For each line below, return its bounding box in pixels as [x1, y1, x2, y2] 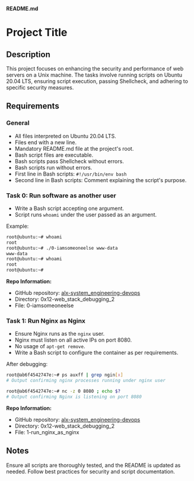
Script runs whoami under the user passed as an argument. [14, 211, 157, 218]
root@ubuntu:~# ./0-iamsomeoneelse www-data [6, 245, 118, 251]
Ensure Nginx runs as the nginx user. [14, 330, 105, 337]
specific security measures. [6, 84, 74, 91]
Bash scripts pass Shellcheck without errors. [14, 157, 125, 165]
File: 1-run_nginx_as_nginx [14, 428, 79, 435]
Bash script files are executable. [14, 151, 94, 158]
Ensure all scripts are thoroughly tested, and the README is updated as [6, 461, 181, 469]
